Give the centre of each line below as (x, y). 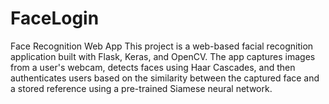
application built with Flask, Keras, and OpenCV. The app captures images (163, 56)
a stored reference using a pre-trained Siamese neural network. (141, 88)
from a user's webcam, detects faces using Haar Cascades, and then (153, 67)
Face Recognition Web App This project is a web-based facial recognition (162, 46)
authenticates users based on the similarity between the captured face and (165, 78)
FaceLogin (55, 18)
